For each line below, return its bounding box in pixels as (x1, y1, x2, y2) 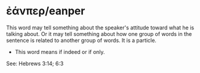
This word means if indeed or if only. (14, 48, 106, 55)
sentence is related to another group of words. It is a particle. (6, 36, 157, 44)
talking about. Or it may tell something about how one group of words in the (6, 30, 192, 37)
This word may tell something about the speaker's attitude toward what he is (6, 24, 195, 31)
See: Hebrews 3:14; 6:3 (6, 60, 64, 67)
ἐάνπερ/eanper (6, 4, 85, 18)
